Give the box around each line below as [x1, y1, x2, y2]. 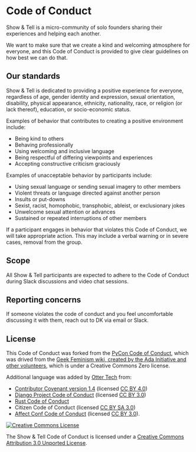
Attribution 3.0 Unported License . [6, 440, 87, 447]
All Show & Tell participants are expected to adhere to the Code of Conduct [6, 271, 189, 279]
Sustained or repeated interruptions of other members [14, 214, 147, 221]
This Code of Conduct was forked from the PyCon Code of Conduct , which [6, 350, 189, 357]
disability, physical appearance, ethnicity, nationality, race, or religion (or [6, 99, 183, 106]
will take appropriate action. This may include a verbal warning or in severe [6, 232, 189, 239]
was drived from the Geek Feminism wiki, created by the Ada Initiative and [6, 356, 187, 363]
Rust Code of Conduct [14, 398, 70, 405]
